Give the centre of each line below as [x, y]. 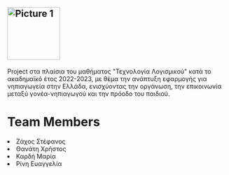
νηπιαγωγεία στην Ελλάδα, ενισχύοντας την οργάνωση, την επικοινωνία [114, 86]
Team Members [54, 122]
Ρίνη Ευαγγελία [39, 163]
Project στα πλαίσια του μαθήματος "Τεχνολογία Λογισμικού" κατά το [109, 71]
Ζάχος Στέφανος [41, 141]
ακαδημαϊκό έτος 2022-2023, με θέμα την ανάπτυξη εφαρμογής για [107, 78]
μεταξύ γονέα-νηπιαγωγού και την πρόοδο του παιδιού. [89, 93]
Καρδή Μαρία [36, 156]
